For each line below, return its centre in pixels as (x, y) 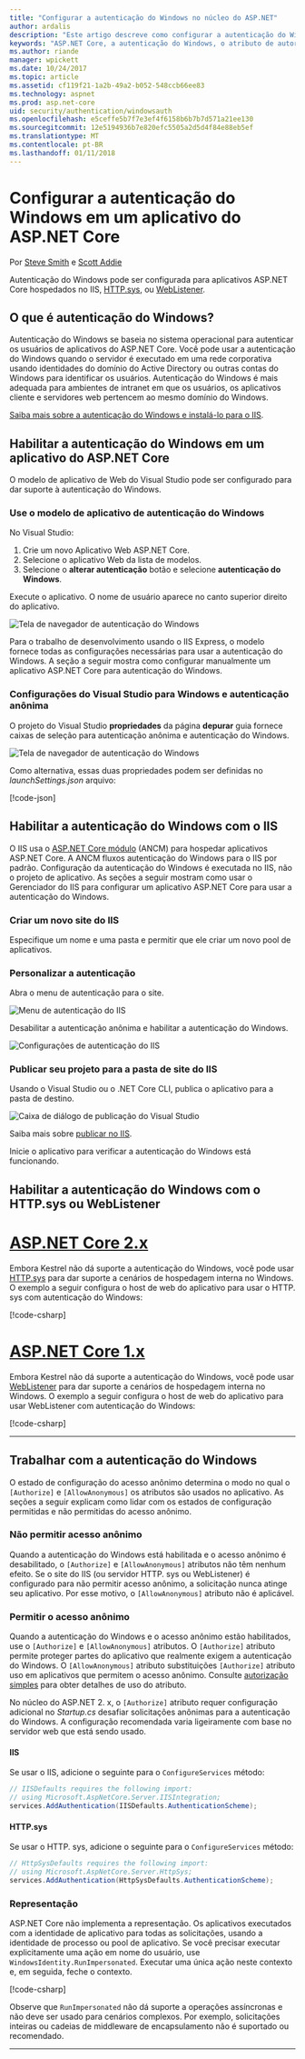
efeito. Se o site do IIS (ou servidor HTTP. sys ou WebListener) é (130, 1574)
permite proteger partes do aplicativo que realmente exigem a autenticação (151, 1656)
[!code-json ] (33, 797)
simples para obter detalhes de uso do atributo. (98, 1685)
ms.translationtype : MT (54, 136)
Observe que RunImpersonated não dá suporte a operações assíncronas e (146, 2007)
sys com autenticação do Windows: (76, 1297)
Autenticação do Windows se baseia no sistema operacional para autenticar (152, 340)
